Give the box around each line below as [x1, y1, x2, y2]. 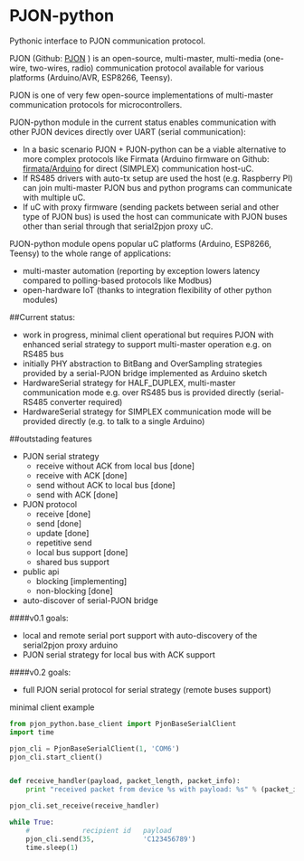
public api [22, 566, 60, 577]
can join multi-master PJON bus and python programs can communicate [22, 182, 292, 193]
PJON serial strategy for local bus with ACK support [22, 648, 215, 660]
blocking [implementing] [35, 575, 128, 586]
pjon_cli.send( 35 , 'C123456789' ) [25, 834, 196, 844]
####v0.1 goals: [9, 612, 70, 623]
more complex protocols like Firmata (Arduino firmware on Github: [22, 153, 270, 164]
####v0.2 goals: [9, 667, 71, 677]
